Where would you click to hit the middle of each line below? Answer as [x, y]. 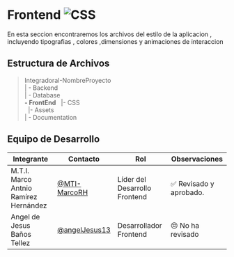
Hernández [29, 205]
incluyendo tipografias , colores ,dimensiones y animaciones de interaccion [116, 41]
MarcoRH [72, 192]
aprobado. [187, 192]
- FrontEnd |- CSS [52, 102]
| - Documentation [50, 117]
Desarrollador [140, 225]
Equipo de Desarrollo [54, 139]
